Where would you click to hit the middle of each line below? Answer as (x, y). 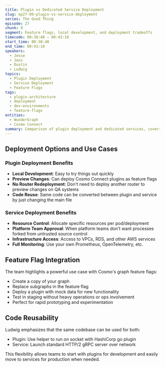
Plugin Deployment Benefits (39, 163)
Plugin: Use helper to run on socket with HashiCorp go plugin (74, 339)
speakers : (15, 51)
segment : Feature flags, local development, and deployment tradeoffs (79, 33)
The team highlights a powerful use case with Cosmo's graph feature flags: (81, 272)
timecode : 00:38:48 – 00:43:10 (37, 37)
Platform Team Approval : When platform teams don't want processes (83, 229)
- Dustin (18, 65)
